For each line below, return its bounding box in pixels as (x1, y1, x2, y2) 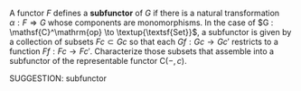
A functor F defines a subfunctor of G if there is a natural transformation (9, 8, 280, 18)
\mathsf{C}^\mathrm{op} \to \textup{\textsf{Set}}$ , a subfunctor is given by (9, 27, 292, 37)
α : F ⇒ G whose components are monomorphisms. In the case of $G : (9, 17, 274, 28)
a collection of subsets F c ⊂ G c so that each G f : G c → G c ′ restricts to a (9, 36, 278, 47)
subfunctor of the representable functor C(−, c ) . (9, 56, 187, 66)
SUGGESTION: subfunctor (9, 73, 107, 84)
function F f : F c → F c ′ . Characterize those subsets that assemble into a (9, 46, 274, 57)
